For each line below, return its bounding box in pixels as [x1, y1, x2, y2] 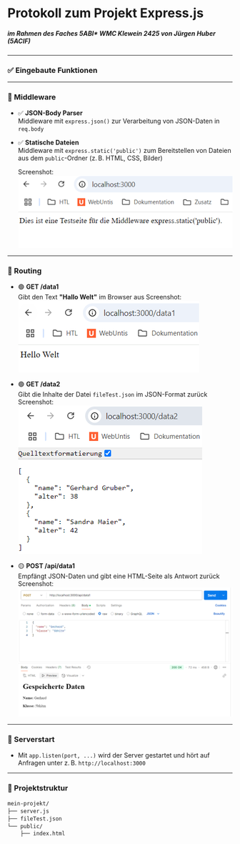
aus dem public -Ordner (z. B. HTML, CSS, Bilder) [17, 154, 163, 162]
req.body [17, 125, 44, 133]
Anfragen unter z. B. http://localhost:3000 [17, 758, 146, 767]
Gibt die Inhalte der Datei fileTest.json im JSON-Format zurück [17, 390, 208, 399]
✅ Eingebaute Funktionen [7, 66, 98, 76]
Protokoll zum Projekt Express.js [7, 5, 204, 21]
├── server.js [7, 808, 50, 815]
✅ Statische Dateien [17, 138, 79, 147]
